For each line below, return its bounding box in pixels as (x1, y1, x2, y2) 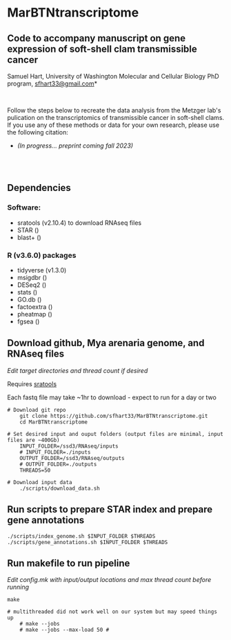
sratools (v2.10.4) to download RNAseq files (17, 219, 142, 227)
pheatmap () (17, 310, 53, 318)
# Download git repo (7, 406, 67, 413)
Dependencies (7, 182, 71, 194)
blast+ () (17, 233, 41, 241)
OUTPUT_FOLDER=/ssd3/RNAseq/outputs (19, 454, 125, 461)
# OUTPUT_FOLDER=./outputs (19, 461, 97, 468)
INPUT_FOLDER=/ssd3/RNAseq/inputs (19, 443, 119, 450)
